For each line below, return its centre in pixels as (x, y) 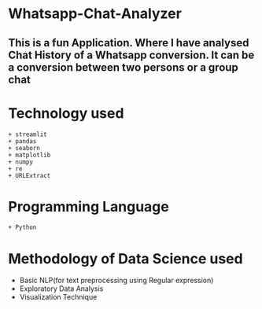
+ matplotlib (30, 155)
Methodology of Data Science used (125, 258)
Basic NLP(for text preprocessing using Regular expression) (116, 281)
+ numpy (21, 162)
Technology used (66, 113)
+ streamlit (28, 134)
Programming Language (89, 206)
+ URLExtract (30, 175)
